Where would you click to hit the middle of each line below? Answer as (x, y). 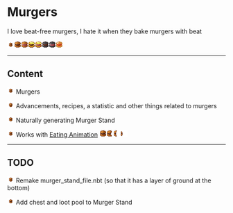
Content (25, 74)
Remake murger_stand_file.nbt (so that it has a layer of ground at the (113, 180)
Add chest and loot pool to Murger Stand (74, 202)
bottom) (18, 187)
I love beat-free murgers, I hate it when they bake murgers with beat (105, 31)
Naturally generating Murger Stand (66, 120)
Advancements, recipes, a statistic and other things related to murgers (116, 105)
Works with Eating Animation (57, 134)
